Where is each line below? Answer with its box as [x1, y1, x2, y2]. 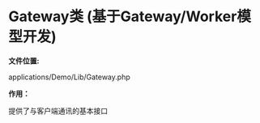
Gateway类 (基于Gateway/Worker [8, 7, 237, 26]
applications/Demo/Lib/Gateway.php [8, 72, 131, 82]
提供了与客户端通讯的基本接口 [8, 106, 108, 116]
